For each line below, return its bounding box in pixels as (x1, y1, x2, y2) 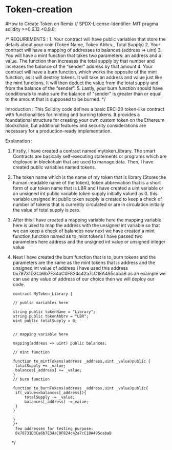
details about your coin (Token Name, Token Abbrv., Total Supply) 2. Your (5, 41, 160, 47)
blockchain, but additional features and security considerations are (5, 122, 146, 128)
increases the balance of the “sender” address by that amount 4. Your (5, 63, 153, 69)
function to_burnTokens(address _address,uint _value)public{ (12, 385, 148, 391)
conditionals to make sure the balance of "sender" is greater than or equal (5, 90, 162, 97)
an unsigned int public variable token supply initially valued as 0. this (12, 190, 158, 196)
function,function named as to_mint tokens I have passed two (12, 233, 143, 239)
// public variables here (12, 300, 68, 305)
